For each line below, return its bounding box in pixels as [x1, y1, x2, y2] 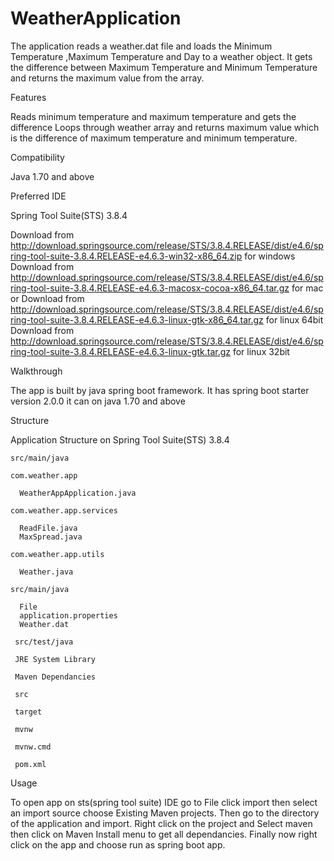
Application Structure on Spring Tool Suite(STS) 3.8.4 [10, 433, 230, 446]
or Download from [10, 292, 85, 304]
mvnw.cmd [14, 742, 52, 752]
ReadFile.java [19, 523, 78, 533]
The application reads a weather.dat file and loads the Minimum [10, 40, 273, 52]
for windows [244, 250, 296, 262]
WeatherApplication [10, 7, 182, 30]
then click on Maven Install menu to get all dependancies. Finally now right [10, 828, 318, 840]
